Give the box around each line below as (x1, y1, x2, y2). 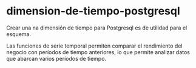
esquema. (6, 30, 32, 37)
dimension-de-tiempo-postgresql (6, 4, 180, 18)
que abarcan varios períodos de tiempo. (6, 55, 107, 62)
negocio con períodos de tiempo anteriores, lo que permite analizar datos (6, 48, 190, 55)
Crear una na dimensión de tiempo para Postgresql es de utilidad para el (6, 24, 188, 31)
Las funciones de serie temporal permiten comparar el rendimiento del (6, 42, 183, 49)
